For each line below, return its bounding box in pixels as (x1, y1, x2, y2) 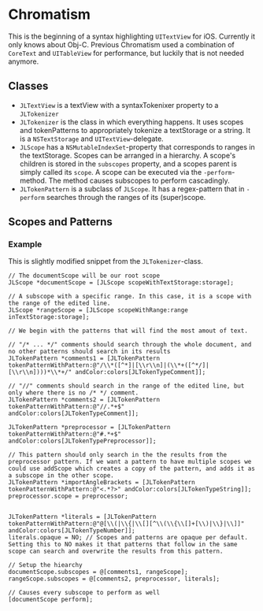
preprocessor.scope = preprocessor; (8, 492, 128, 501)
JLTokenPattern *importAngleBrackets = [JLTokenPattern (8, 479, 195, 487)
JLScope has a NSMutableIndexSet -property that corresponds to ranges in (19, 142, 255, 151)
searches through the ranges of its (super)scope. (46, 192, 206, 202)
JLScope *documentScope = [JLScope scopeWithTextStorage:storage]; (8, 279, 235, 287)
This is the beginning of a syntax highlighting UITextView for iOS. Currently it (8, 31, 256, 41)
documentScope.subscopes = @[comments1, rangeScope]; (8, 568, 189, 576)
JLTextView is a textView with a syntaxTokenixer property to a (19, 100, 219, 109)
